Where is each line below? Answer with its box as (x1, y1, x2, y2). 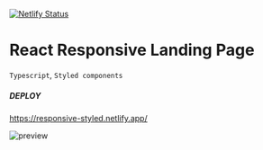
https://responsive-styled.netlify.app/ (9, 112, 148, 123)
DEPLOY (9, 90, 41, 101)
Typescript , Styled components (9, 69, 123, 80)
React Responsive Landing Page (9, 40, 255, 60)
